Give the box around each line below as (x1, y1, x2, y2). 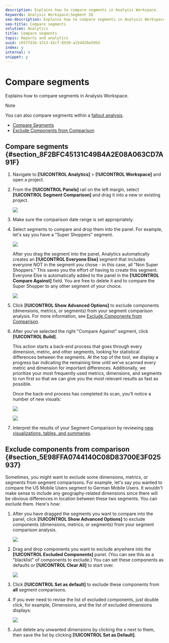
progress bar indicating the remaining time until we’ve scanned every (12, 360, 156, 366)
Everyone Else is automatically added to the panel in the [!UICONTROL (12, 272, 159, 278)
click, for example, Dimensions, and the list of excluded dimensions (12, 602, 152, 608)
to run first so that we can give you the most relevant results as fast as (12, 376, 158, 382)
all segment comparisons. (12, 586, 67, 592)
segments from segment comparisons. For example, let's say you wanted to (5, 479, 162, 485)
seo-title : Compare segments (5, 21, 66, 27)
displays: (12, 607, 32, 613)
